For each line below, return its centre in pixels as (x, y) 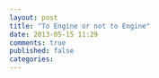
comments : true (38, 43)
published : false (42, 51)
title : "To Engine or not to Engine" (80, 26)
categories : (31, 59)
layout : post (34, 17)
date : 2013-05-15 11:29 (54, 34)
